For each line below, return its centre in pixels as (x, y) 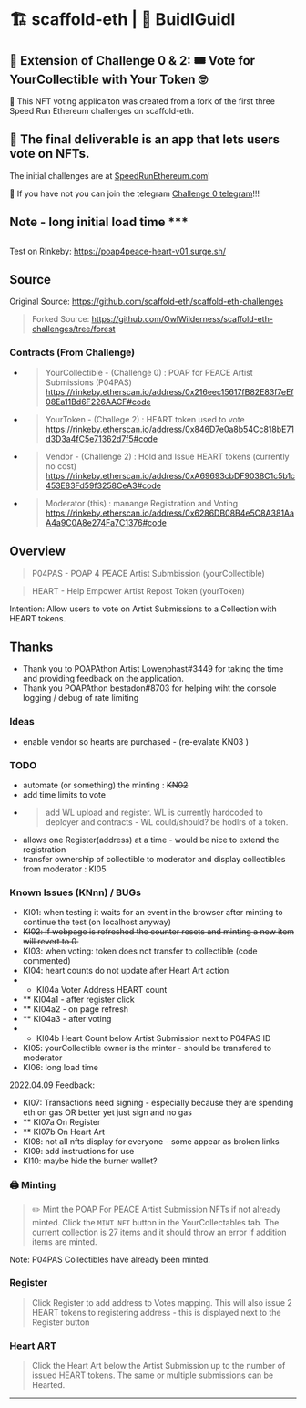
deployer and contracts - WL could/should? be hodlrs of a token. (167, 822)
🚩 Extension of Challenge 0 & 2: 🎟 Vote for (133, 61)
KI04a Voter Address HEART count (102, 990)
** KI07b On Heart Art (64, 1132)
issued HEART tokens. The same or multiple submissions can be (153, 1375)
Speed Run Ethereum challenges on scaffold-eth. (102, 111)
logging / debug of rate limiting (81, 698)
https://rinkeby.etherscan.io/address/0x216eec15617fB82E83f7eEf (169, 391)
